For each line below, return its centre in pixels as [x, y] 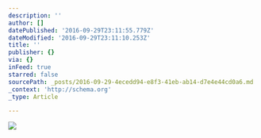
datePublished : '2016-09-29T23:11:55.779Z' [81, 30]
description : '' [35, 15]
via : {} [21, 60]
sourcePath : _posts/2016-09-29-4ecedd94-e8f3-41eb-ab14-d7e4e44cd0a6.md [131, 82]
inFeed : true [30, 67]
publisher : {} [32, 52]
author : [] [26, 23]
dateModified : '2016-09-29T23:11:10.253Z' [79, 38]
